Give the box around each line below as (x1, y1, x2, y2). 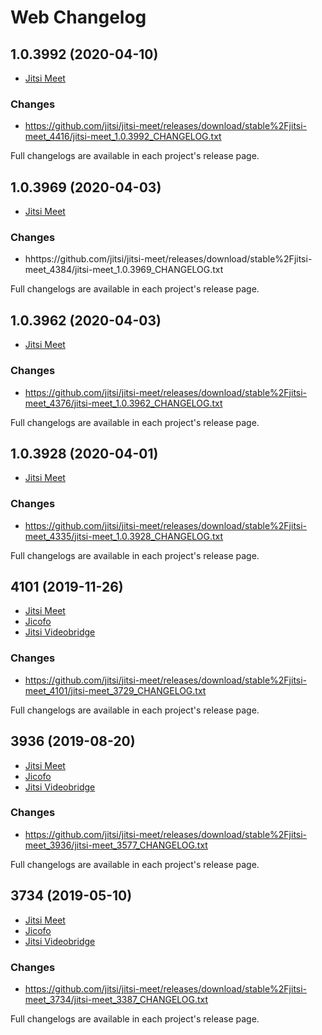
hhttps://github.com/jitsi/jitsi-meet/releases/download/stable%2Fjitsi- (24, 253, 313, 265)
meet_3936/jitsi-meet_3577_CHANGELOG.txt (24, 839, 208, 851)
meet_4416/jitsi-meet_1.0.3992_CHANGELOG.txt (24, 131, 222, 143)
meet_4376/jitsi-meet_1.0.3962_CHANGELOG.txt (24, 397, 223, 409)
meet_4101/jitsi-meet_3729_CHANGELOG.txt (24, 684, 207, 696)
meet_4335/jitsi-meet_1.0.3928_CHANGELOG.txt (24, 530, 224, 542)
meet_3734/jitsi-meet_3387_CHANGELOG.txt (24, 993, 209, 1005)
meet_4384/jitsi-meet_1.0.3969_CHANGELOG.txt (24, 264, 224, 276)
